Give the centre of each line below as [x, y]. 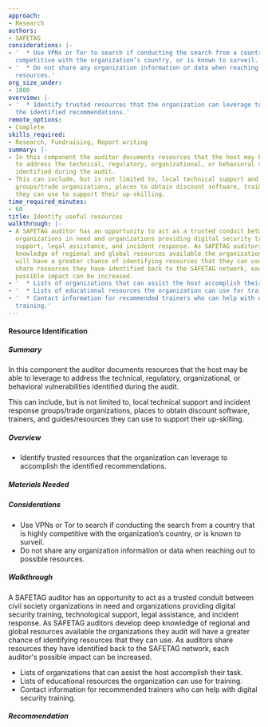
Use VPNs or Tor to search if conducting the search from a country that [137, 525]
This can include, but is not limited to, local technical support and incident [130, 402]
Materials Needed [39, 484]
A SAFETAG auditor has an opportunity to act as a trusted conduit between [131, 597]
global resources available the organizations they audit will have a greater [129, 631]
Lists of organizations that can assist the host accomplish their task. [131, 672]
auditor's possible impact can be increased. [80, 657]
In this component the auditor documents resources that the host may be [128, 369]
